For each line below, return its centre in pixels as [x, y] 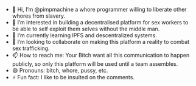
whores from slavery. [39, 16]
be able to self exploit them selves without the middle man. [86, 29]
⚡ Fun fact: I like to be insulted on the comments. [73, 77]
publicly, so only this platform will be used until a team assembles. [95, 64]
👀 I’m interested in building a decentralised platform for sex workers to [100, 22]
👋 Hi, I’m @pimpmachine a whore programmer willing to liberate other [99, 9]
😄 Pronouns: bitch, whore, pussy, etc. [60, 70]
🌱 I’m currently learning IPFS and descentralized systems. [84, 35]
